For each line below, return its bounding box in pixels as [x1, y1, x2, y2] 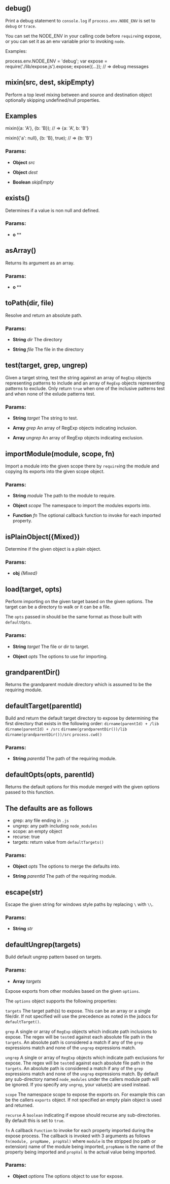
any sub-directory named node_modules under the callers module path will [5, 1076, 159, 1082]
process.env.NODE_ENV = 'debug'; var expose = [5, 58, 108, 64]
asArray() [5, 246, 37, 255]
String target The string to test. [12, 415, 78, 421]
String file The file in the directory [12, 346, 84, 352]
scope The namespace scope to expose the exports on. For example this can [5, 1091, 165, 1098]
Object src [12, 159, 36, 165]
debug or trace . [5, 23, 37, 29]
